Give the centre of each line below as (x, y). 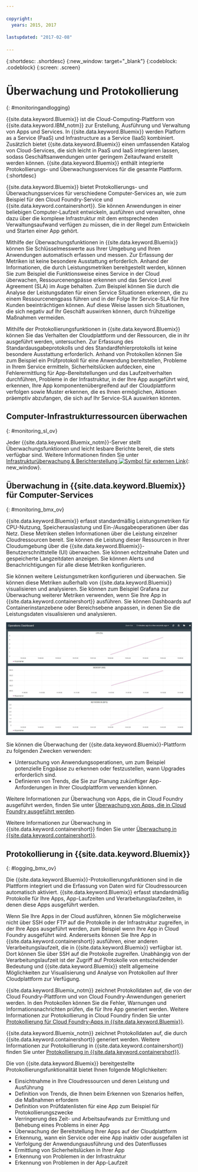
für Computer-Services (50, 495)
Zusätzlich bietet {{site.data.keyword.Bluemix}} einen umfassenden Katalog (98, 144)
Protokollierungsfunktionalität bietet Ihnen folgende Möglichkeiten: (87, 1070)
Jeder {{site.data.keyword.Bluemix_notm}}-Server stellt (73, 442)
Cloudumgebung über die (37, 546)
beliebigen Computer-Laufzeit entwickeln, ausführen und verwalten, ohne (96, 212)
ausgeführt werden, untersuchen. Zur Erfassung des (70, 341)
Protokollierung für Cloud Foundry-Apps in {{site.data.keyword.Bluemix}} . (95, 1022)
